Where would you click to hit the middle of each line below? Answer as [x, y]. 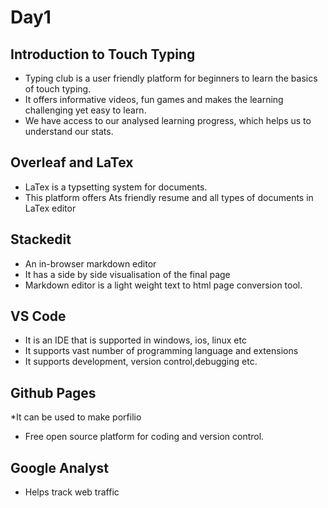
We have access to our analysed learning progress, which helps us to [168, 120]
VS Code [38, 316]
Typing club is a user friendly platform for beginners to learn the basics [171, 78]
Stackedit [41, 239]
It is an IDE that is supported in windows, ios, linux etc [135, 340]
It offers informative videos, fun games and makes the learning [154, 99]
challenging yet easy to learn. [85, 110]
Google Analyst [59, 467]
